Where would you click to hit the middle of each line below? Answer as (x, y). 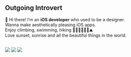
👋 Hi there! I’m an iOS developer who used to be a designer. (65, 19)
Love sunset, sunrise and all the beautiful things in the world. (66, 35)
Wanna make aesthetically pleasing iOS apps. (50, 25)
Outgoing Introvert (34, 8)
